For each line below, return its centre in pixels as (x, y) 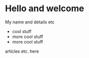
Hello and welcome (45, 9)
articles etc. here (22, 51)
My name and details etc (30, 22)
